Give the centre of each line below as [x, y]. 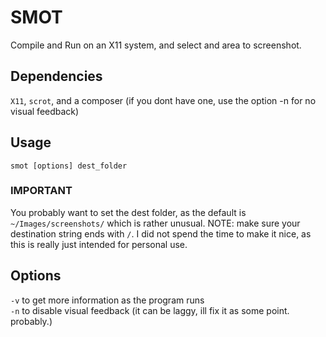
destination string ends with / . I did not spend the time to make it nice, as [161, 233]
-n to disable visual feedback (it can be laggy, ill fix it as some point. [150, 310]
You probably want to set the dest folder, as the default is [128, 212]
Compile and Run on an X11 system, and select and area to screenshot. [156, 45]
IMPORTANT [41, 191]
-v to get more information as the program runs [107, 300]
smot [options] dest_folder [69, 166]
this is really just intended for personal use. [99, 244]
